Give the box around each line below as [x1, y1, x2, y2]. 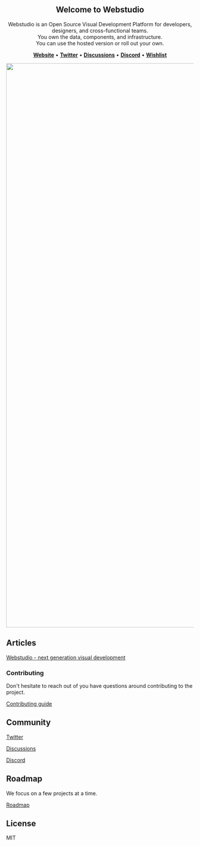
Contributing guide [6, 700, 52, 707]
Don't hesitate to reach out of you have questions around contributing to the [6, 682, 193, 689]
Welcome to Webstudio [55, 5, 145, 15]
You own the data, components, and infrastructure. [37, 33, 162, 41]
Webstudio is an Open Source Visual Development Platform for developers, [8, 20, 192, 27]
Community [6, 718, 51, 728]
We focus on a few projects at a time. [6, 789, 98, 796]
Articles [6, 638, 37, 648]
